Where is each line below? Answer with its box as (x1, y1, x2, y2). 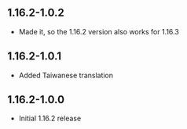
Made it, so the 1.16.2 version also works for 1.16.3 (18, 27, 180, 36)
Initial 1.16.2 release (18, 113, 82, 124)
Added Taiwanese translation (18, 70, 114, 80)
